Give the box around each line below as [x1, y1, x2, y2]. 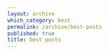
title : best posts [7, 36, 61, 43]
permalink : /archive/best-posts [7, 23, 102, 30]
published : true [7, 29, 55, 37]
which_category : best [7, 17, 71, 24]
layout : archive [7, 10, 55, 18]
